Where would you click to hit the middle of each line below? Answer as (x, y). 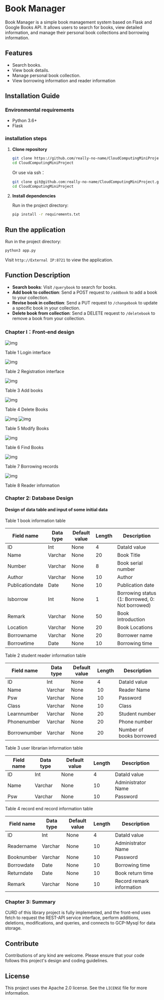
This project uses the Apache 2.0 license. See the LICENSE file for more (76, 988)
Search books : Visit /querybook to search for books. (64, 287)
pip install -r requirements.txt (46, 214)
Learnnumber (23, 714)
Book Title (129, 555)
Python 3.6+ (25, 121)
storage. (13, 928)
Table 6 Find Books (24, 447)
